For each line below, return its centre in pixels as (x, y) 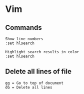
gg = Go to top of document (34, 83)
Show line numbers (24, 39)
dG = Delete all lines (29, 87)
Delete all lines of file (38, 71)
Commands (24, 28)
